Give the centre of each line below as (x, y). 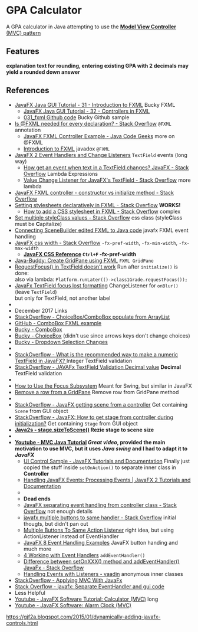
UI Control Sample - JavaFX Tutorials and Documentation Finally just (107, 461)
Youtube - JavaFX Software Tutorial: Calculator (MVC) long (86, 599)
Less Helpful (30, 592)
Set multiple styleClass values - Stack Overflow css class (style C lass (98, 217)
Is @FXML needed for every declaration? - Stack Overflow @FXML (93, 123)
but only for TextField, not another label (62, 298)
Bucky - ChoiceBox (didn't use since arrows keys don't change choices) (102, 335)
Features (23, 52)
